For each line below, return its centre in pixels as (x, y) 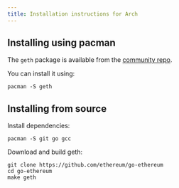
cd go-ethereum (30, 172)
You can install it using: (41, 74)
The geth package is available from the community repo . (90, 60)
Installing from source (57, 109)
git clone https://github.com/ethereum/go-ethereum (85, 165)
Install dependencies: (39, 126)
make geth (22, 178)
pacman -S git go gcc (39, 139)
